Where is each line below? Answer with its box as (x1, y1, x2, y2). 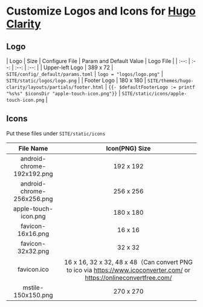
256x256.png (13, 194, 53, 203)
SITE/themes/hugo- (147, 78, 194, 84)
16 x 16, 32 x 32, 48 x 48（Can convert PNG (64, 258, 193, 266)
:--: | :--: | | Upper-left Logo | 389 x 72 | (14, 64, 114, 71)
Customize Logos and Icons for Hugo (6, 4, 196, 18)
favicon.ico (18, 265, 50, 274)
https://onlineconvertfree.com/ (85, 273, 172, 282)
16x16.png (17, 229, 50, 238)
